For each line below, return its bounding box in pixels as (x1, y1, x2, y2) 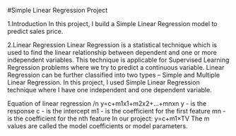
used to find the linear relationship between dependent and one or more (7, 49, 217, 56)
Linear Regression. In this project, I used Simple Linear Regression (7, 78, 200, 87)
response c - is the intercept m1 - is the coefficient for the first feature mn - (7, 107, 226, 115)
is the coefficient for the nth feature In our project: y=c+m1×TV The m (7, 114, 210, 123)
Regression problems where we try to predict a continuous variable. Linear (7, 63, 225, 71)
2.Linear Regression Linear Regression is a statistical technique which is (7, 41, 218, 49)
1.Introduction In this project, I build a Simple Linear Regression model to (7, 20, 218, 27)
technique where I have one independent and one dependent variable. (7, 86, 212, 94)
